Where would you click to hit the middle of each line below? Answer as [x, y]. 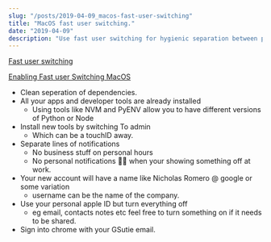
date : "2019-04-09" [41, 31]
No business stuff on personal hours [92, 152]
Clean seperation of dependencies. [79, 93]
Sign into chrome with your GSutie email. [88, 230]
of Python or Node [63, 119]
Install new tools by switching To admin [85, 127]
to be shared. [54, 221]
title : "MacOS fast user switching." [72, 23]
